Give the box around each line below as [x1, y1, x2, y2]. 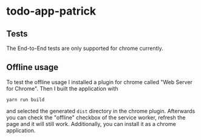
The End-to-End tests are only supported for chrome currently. [6, 44, 164, 52]
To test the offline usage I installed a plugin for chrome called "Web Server [6, 78, 193, 86]
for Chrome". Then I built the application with [6, 85, 118, 92]
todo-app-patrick [6, 4, 96, 18]
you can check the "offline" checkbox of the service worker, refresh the [6, 114, 186, 121]
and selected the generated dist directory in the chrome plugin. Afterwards [6, 107, 196, 114]
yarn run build [6, 96, 45, 103]
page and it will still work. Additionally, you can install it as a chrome [6, 120, 176, 127]
